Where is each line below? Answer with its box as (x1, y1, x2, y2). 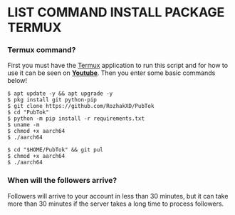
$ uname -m (7, 121, 40, 129)
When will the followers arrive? (7, 176, 117, 186)
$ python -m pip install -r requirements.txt (7, 115, 145, 122)
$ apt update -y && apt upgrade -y (7, 90, 113, 97)
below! (7, 76, 27, 85)
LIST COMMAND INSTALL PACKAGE (7, 4, 225, 21)
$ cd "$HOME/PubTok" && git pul (7, 146, 103, 154)
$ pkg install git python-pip (7, 96, 98, 104)
